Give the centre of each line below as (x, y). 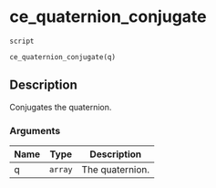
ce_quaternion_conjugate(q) (63, 57)
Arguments (35, 131)
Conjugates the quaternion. (61, 107)
